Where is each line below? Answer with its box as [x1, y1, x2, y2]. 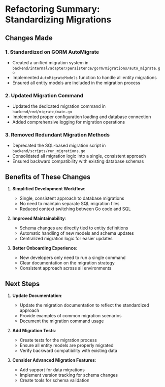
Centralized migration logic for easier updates [19, 236, 113, 242]
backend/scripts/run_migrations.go [12, 149, 86, 154]
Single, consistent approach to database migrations [19, 195, 125, 201]
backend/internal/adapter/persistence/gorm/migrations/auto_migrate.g [12, 66, 161, 71]
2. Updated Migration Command [5, 92, 84, 99]
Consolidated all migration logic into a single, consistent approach [12, 153, 146, 159]
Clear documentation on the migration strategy [19, 260, 115, 266]
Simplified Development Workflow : [12, 186, 86, 192]
